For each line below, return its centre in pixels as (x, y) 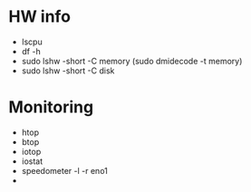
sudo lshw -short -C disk (68, 71)
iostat (32, 161)
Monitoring (51, 107)
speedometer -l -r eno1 (64, 170)
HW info (40, 17)
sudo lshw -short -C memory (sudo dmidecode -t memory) (132, 61)
